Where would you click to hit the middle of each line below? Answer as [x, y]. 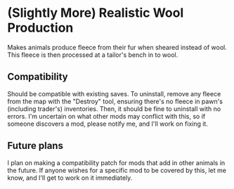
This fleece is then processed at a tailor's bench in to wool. [93, 55]
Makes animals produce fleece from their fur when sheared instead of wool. [117, 47]
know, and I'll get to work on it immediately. [70, 178]
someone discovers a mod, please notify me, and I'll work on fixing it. [108, 124]
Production [40, 28]
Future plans [35, 146]
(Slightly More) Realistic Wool [96, 13]
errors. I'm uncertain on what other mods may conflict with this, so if [106, 116]
